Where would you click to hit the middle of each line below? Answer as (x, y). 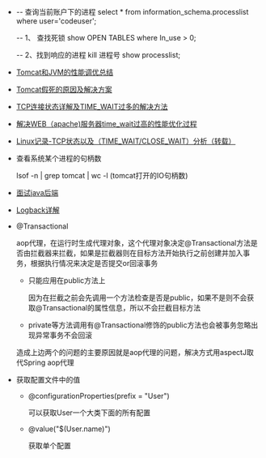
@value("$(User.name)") (69, 429)
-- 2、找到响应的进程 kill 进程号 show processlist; (98, 55)
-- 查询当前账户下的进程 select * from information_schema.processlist (132, 12)
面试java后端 (37, 193)
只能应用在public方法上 (67, 280)
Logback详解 (38, 210)
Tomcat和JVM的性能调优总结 (65, 72)
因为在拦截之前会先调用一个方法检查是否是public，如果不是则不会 (137, 297)
